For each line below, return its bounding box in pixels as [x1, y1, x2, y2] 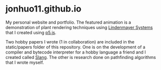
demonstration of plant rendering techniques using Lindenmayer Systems [5, 24, 153, 30]
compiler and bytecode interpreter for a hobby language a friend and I [5, 49, 146, 55]
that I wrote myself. [5, 59, 44, 65]
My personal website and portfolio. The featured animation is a [5, 19, 131, 25]
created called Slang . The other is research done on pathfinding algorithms [5, 54, 156, 60]
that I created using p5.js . [5, 29, 56, 35]
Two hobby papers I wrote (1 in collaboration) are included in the [5, 39, 135, 44]
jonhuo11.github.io [5, 3, 82, 14]
